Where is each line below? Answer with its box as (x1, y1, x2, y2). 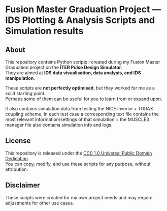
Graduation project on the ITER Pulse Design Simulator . (5, 65, 123, 70)
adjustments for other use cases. (5, 200, 75, 206)
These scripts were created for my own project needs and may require (5, 194, 153, 200)
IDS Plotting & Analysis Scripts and (5, 14, 155, 26)
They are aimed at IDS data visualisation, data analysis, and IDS (5, 70, 141, 76)
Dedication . (5, 155, 29, 161)
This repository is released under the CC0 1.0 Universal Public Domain (5, 150, 152, 156)
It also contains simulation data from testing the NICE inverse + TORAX (5, 106, 153, 111)
